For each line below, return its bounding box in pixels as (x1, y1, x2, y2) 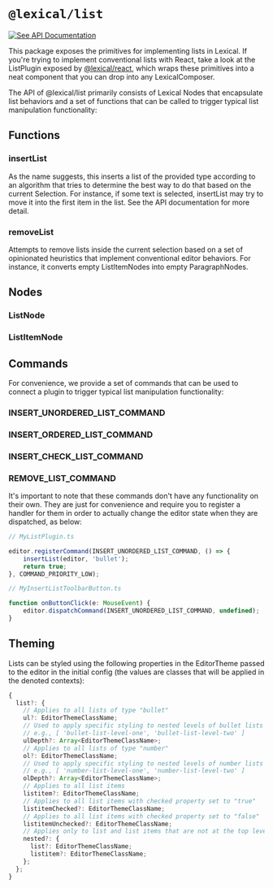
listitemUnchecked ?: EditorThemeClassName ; (23, 820, 173, 828)
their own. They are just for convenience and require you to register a (8, 500, 241, 509)
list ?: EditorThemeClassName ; (29, 843, 132, 851)
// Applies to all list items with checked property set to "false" (23, 812, 260, 821)
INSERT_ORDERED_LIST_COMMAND (8, 429, 154, 440)
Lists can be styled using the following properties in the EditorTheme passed (8, 658, 265, 668)
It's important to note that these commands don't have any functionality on (8, 491, 258, 501)
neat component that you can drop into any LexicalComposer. (8, 71, 215, 81)
